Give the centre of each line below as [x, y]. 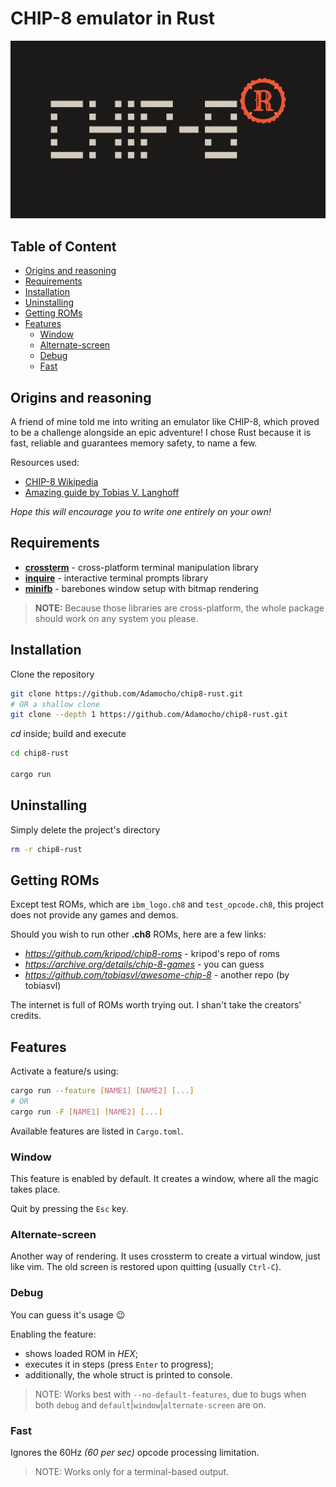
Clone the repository [52, 674]
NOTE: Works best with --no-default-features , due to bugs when [170, 1394]
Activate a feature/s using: [64, 1071]
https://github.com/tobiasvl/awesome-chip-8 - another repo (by [157, 975]
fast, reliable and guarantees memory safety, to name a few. [134, 443]
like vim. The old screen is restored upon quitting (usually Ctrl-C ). [146, 1267]
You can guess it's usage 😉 [68, 1314]
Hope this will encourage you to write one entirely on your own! [141, 512]
